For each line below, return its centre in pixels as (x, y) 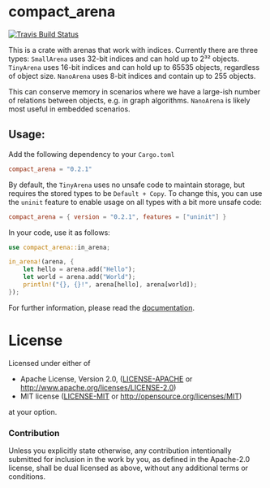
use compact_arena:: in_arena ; (60, 247)
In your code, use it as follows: (60, 232)
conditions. (27, 476)
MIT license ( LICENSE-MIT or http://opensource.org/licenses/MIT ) (131, 396)
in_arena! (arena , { (41, 262)
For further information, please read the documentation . (101, 307)
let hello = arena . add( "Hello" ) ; (79, 270)
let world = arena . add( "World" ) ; (79, 277)
